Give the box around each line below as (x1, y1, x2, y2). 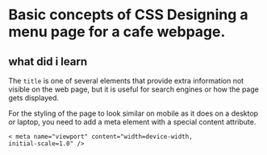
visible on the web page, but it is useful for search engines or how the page (8, 84, 260, 94)
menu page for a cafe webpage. (8, 22, 226, 41)
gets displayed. (8, 93, 59, 102)
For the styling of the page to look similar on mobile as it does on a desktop (8, 108, 259, 118)
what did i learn (8, 55, 87, 68)
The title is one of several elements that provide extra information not (8, 76, 244, 85)
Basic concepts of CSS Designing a (8, 6, 248, 24)
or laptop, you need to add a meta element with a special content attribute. (8, 117, 257, 126)
